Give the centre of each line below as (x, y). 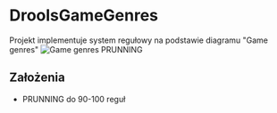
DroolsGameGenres (84, 16)
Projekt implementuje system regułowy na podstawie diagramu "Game (138, 40)
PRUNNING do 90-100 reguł (74, 99)
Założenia (37, 78)
